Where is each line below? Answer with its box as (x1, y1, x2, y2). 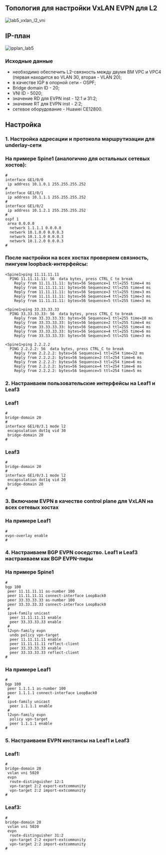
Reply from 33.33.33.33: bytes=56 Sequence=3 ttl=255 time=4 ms (14, 324, 151, 329)
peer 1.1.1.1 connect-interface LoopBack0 (7, 690, 97, 695)
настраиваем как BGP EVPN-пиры (5, 555, 93, 562)
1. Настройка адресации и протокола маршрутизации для (5, 135, 155, 142)
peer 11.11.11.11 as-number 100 (7, 588, 75, 594)
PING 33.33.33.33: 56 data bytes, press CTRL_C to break (9, 311, 133, 316)
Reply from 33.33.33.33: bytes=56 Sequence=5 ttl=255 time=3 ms (14, 333, 151, 338)
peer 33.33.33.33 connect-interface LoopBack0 (7, 602, 106, 607)
